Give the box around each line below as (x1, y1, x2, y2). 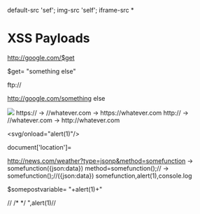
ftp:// (7, 80, 22, 89)
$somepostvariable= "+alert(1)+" (7, 185, 103, 193)
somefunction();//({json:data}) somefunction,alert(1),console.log (7, 171, 192, 180)
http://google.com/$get (7, 53, 75, 62)
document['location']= (7, 143, 72, 151)
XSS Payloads (7, 31, 90, 46)
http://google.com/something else (7, 94, 106, 102)
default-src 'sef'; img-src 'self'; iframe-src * (7, 6, 134, 14)
